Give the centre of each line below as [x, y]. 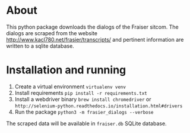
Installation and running [66, 70]
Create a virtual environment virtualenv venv [70, 86]
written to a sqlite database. [40, 46]
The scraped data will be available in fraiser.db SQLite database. [87, 123]
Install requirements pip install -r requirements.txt [81, 92]
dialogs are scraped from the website [52, 33]
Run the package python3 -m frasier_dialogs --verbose [84, 112]
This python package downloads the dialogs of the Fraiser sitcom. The [93, 27]
